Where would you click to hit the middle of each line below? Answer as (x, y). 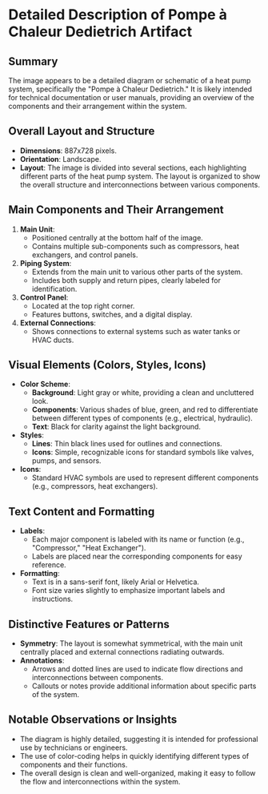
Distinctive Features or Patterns (89, 624)
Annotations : (42, 661)
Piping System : (46, 263)
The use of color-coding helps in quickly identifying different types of (134, 756)
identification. (54, 288)
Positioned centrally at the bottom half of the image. (118, 237)
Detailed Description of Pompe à (118, 15)
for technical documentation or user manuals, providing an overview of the (131, 97)
